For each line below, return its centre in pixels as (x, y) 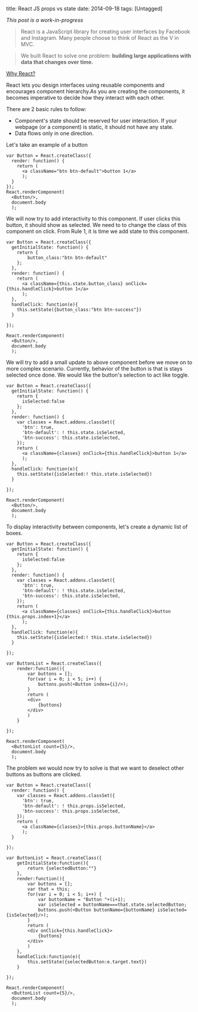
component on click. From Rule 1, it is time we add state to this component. (98, 231)
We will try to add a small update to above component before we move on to (99, 362)
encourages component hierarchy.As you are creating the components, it (95, 91)
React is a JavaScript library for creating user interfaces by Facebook (106, 31)
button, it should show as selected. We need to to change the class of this (96, 225)
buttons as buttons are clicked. (44, 774)
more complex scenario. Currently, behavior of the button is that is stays (94, 369)
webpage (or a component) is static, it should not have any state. (94, 127)
